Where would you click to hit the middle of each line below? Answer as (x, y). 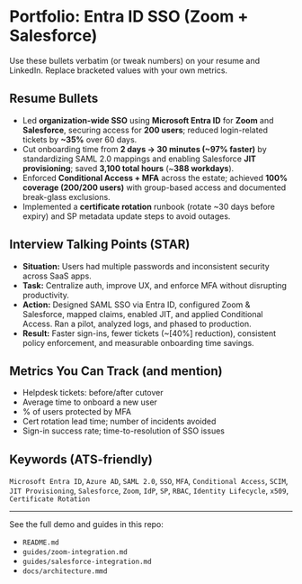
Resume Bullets (54, 99)
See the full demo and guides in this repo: (87, 525)
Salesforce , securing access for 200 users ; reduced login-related (145, 130)
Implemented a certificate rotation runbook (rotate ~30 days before (149, 206)
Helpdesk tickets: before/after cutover (93, 393)
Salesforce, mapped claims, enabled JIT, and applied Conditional (142, 314)
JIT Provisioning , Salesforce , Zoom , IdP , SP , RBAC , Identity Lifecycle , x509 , (149, 491)
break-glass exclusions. (66, 196)
